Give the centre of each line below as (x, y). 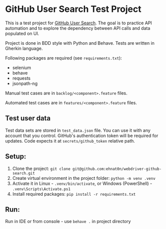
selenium (22, 68)
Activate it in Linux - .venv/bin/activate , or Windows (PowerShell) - (82, 183)
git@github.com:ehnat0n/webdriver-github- (117, 169)
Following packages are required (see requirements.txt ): (64, 58)
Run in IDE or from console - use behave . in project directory (68, 222)
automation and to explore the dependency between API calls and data (78, 28)
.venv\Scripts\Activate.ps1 (41, 189)
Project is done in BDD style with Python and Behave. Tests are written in (80, 43)
